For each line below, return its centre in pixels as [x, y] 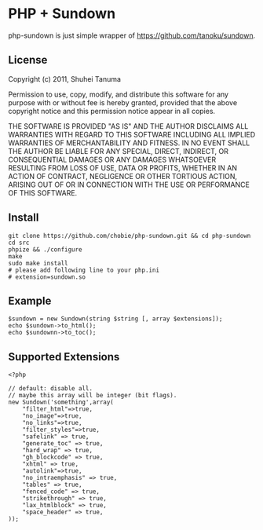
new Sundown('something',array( [61, 402]
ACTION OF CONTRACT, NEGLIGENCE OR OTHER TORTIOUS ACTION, [123, 176]
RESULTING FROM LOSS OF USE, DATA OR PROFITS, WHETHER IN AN [123, 168]
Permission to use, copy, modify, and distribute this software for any [119, 94]
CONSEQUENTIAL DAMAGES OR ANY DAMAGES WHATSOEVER [112, 159]
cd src [19, 243]
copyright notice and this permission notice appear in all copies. [112, 111]
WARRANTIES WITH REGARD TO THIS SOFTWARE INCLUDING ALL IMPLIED [132, 134]
